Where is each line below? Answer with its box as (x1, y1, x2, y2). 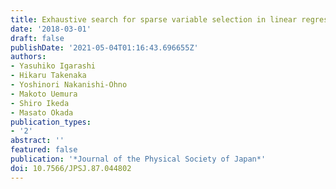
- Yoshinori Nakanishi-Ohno (10, 80, 128, 90)
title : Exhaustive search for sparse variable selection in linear (10, 14, 298, 25)
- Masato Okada (10, 107, 74, 118)
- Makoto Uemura (10, 89, 78, 99)
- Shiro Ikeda (10, 98, 70, 108)
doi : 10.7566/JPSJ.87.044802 (10, 163, 132, 173)
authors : (10, 52, 47, 62)
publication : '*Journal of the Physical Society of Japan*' (10, 154, 267, 164)
